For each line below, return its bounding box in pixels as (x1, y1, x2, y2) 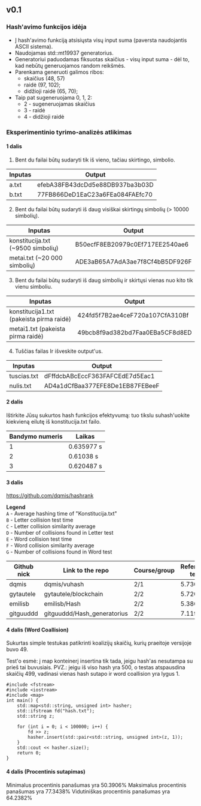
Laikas (75, 432, 95, 441)
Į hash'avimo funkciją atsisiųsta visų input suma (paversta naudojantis (14, 36, 187, 44)
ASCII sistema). (14, 43, 53, 50)
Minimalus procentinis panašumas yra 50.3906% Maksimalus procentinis (6, 781, 187, 789)
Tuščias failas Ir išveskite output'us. (14, 347, 103, 355)
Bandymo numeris (9, 432, 63, 441)
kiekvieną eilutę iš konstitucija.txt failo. (6, 418, 101, 426)
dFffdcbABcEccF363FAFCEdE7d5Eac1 (44, 371, 155, 380)
